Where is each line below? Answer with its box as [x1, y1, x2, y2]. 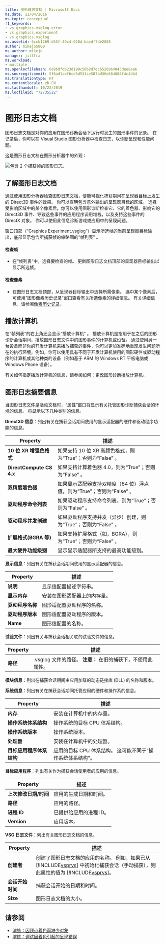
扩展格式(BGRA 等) [7, 534, 52, 541]
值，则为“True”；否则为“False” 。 [57, 488, 135, 495]
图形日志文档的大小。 [36, 895, 85, 902]
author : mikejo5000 [5, 44, 45, 49]
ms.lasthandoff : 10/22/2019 [5, 85, 63, 90]
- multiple [5, 62, 27, 67]
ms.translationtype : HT [5, 76, 54, 81]
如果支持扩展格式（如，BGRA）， [57, 531, 133, 538]
